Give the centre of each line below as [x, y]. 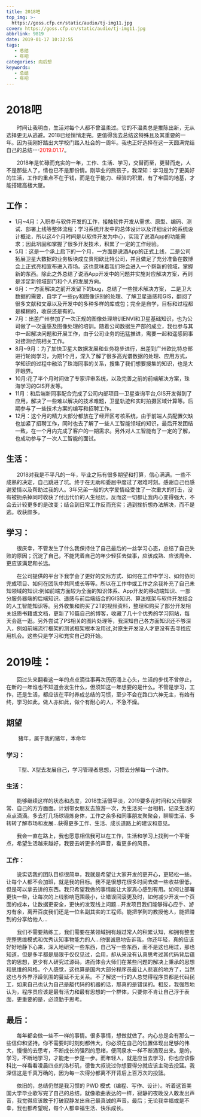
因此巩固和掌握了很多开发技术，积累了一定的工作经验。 [94, 244]
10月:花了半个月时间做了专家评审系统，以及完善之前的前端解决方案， [100, 378]
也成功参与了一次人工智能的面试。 [57, 438]
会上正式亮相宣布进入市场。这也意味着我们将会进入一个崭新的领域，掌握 [104, 266]
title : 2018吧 [23, 12]
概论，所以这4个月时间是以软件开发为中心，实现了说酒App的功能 [100, 236]
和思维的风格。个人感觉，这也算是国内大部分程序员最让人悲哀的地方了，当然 [100, 969]
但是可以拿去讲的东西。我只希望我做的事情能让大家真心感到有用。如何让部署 [100, 890]
